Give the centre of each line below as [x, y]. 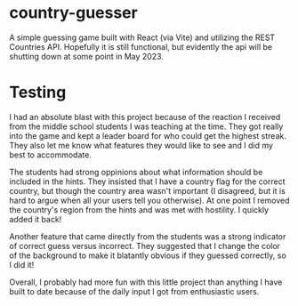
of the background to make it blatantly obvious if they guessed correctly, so [148, 255]
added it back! [36, 219]
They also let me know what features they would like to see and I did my [141, 145]
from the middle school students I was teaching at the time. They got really [146, 126]
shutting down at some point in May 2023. [87, 56]
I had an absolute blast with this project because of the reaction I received [145, 117]
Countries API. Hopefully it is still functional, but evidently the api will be [141, 46]
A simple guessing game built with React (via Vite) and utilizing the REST [142, 37]
